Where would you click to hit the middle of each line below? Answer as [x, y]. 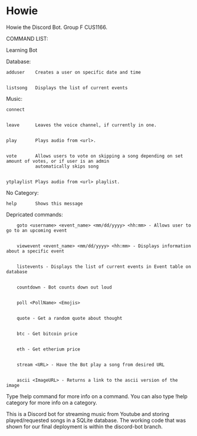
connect [16, 109]
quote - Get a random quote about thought [70, 318]
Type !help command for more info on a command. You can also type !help [97, 396]
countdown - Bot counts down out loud [64, 287]
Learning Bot [22, 50]
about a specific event [35, 251]
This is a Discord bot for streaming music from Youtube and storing [88, 414]
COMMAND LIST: [27, 38]
